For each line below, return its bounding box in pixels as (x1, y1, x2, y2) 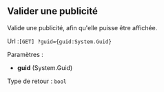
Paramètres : (7, 50, 43, 58)
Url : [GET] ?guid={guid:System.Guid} (7, 37, 112, 45)
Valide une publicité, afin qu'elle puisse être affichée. (7, 23, 158, 32)
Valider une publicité (7, 5, 98, 17)
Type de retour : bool (7, 77, 67, 85)
